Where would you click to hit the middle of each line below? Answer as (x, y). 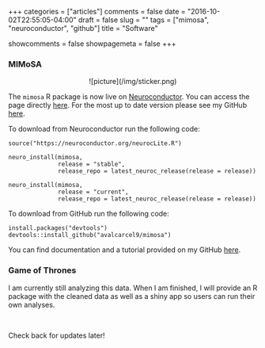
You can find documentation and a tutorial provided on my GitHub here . (125, 250)
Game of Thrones (42, 270)
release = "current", (93, 192)
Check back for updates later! (57, 335)
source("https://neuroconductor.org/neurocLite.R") (95, 143)
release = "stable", (92, 164)
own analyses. (32, 304)
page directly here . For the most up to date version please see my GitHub (128, 105)
